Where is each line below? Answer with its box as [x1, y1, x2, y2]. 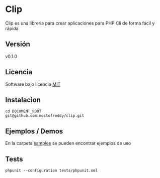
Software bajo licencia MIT [5, 81, 61, 87]
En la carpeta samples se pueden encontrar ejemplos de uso [5, 140, 131, 146]
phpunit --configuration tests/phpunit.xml [5, 168, 98, 173]
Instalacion [5, 95, 41, 104]
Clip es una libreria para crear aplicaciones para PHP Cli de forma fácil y [5, 20, 155, 26]
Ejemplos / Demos [5, 127, 63, 135]
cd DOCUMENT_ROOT [5, 109, 42, 114]
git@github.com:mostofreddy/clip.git [5, 113, 85, 118]
